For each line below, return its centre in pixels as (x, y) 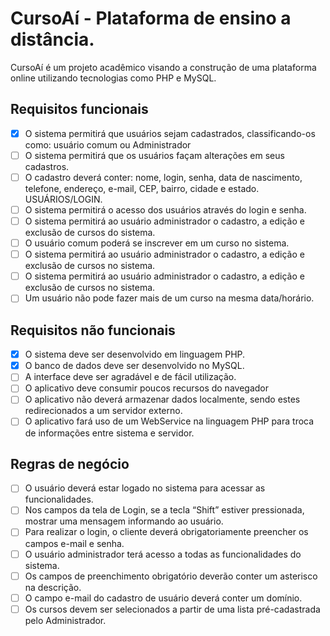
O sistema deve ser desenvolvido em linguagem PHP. (135, 354)
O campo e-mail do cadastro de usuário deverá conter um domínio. (163, 598)
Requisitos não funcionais (93, 330)
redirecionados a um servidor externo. (103, 411)
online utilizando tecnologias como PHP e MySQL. (113, 78)
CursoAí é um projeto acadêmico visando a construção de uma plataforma (163, 67)
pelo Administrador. (65, 620)
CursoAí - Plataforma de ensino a (151, 18)
